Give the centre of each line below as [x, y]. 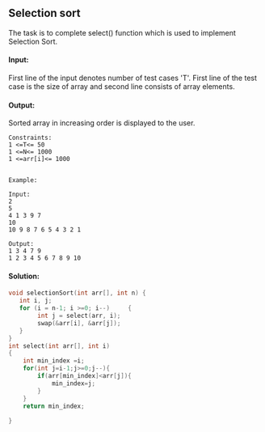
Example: [23, 180]
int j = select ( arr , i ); [79, 316]
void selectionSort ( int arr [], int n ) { [78, 293]
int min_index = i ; [54, 361]
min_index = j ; [73, 383]
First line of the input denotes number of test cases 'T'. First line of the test [132, 78]
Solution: [24, 276]
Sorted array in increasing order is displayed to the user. [102, 123]
